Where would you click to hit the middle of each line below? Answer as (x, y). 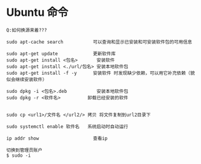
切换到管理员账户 (25, 150)
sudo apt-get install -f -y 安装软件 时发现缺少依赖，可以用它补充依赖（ (98, 73)
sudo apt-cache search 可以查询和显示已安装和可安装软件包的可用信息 (99, 42)
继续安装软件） (31, 80)
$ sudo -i (19, 155)
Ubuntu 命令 (37, 12)
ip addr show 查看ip (57, 138)
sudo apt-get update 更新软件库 (61, 53)
